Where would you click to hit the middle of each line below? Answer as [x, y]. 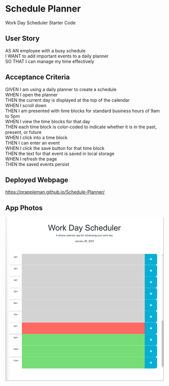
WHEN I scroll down [26, 105]
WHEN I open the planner [31, 95]
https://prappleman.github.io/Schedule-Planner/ [55, 192]
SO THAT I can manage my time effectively [50, 61]
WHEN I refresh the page [31, 159]
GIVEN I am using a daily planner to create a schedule [61, 89]
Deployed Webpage [37, 180]
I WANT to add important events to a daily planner [57, 56]
